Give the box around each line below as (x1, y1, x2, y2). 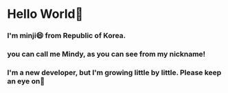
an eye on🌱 (7, 76, 45, 85)
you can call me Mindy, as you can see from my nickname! (7, 50, 206, 59)
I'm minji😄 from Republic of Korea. (7, 31, 126, 41)
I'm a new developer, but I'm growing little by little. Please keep (7, 68, 222, 77)
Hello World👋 (7, 6, 84, 22)
